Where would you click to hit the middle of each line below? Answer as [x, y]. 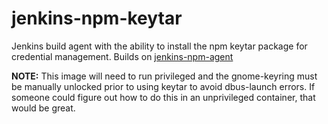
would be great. [43, 108]
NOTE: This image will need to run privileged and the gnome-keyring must [164, 76]
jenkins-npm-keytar [97, 18]
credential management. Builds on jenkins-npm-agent [122, 56]
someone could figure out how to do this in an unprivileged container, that [163, 97]
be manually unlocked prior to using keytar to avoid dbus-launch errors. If [163, 86]
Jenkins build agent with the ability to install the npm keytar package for [159, 46]
